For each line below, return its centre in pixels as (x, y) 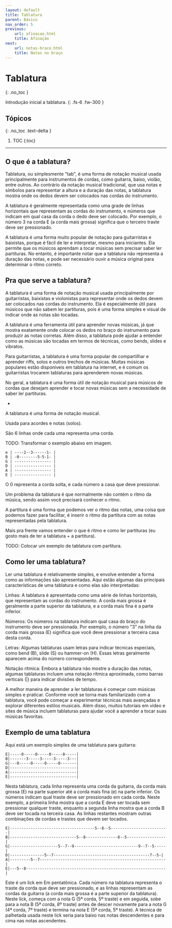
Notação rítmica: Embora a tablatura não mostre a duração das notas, (79, 668)
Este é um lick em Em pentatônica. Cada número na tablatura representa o (84, 882)
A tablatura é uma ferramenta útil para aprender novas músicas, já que (80, 324)
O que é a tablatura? (38, 162)
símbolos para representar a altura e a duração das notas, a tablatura (78, 191)
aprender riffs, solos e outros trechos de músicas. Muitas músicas (75, 362)
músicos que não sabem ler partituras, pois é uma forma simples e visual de (86, 309)
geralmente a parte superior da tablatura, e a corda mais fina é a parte (79, 606)
